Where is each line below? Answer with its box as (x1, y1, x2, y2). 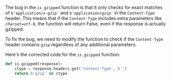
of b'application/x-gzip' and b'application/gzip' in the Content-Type (5, 10, 155, 16)
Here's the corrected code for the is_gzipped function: (5, 51, 120, 57)
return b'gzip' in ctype (14, 71, 68, 76)
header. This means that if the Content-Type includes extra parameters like (5, 15, 162, 21)
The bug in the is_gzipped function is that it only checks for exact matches (5, 5, 163, 10)
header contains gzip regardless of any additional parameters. (5, 42, 137, 48)
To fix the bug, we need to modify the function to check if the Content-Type (5, 36, 164, 42)
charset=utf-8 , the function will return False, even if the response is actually (5, 21, 166, 27)
